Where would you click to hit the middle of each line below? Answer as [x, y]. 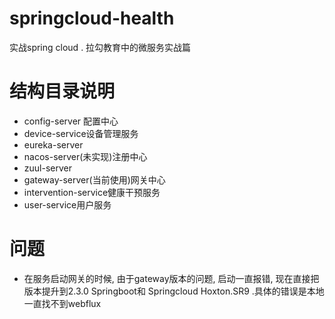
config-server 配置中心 [71, 121]
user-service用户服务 [67, 204]
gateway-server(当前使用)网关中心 [94, 179]
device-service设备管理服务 [81, 133]
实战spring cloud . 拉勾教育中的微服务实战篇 [100, 47]
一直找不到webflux [62, 303]
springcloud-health [92, 18]
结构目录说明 [62, 91]
